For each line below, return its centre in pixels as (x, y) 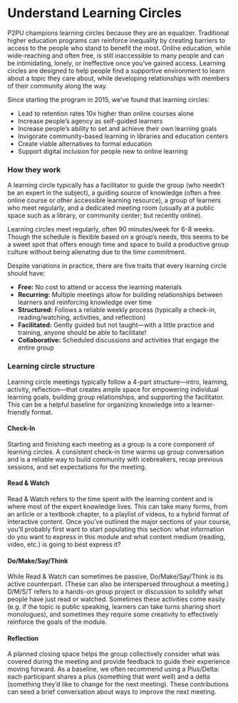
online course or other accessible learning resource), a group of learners (114, 200)
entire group (36, 348)
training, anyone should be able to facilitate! (82, 333)
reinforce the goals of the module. (57, 622)
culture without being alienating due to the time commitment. (97, 252)
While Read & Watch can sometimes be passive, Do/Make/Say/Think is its (115, 577)
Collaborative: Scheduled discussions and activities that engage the (118, 340)
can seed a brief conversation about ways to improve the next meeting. (112, 692)
